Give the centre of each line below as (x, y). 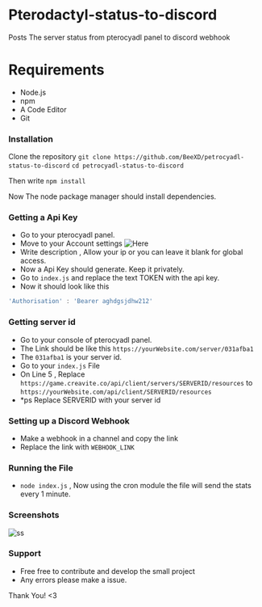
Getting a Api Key (43, 217)
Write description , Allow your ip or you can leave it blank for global (131, 252)
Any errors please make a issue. (73, 580)
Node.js (33, 92)
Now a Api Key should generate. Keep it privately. (102, 269)
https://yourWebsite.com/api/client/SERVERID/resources (116, 392)
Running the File (41, 468)
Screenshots (34, 515)
